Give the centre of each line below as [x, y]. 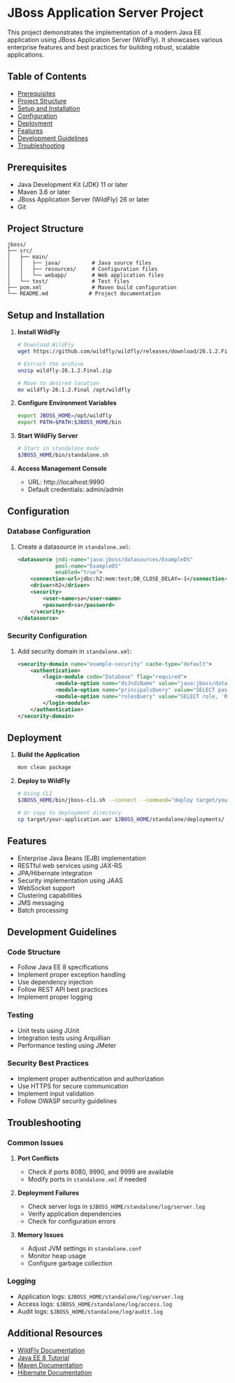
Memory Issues [41, 1235]
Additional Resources [55, 1334]
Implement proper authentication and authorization [91, 1079]
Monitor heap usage [57, 1256]
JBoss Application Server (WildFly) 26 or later [83, 199]
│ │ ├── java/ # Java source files [79, 263]
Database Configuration [49, 531]
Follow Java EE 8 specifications [63, 967]
